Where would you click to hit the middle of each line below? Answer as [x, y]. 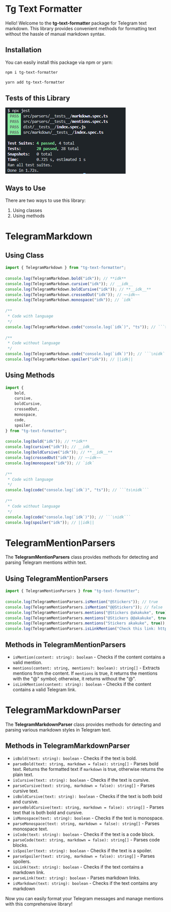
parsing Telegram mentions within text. [46, 562]
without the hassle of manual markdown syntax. [55, 34]
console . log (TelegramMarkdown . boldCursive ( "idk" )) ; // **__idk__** [78, 289]
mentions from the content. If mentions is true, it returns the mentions [85, 673]
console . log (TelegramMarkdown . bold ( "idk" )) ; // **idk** [66, 278]
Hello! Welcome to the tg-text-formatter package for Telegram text [76, 23]
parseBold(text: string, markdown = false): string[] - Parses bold [85, 763]
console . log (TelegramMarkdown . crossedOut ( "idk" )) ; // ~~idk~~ [73, 294]
